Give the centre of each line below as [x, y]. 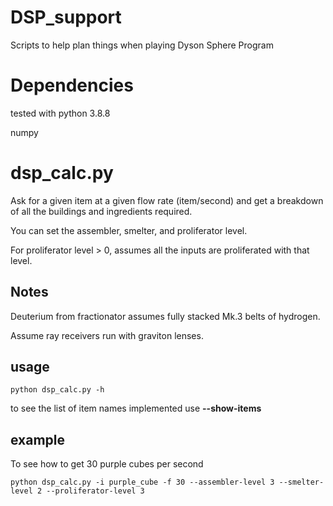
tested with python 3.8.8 [60, 113]
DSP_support [66, 17]
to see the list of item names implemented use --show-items [136, 408]
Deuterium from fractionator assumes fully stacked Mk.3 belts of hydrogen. [165, 316]
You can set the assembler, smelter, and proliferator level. [129, 230]
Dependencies [72, 85]
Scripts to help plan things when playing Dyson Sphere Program [142, 45]
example [38, 439]
